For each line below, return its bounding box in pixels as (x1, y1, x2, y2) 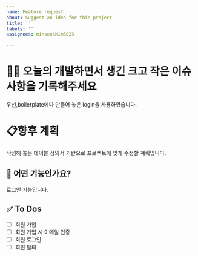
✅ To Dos (6, 204, 42, 214)
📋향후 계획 (6, 125, 59, 138)
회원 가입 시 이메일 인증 (15, 228, 71, 235)
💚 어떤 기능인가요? (6, 169, 71, 179)
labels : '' (6, 25, 34, 32)
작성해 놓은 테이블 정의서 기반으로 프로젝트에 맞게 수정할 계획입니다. (6, 149, 167, 156)
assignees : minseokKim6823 (6, 31, 74, 38)
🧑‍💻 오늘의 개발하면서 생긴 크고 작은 (6, 65, 170, 79)
